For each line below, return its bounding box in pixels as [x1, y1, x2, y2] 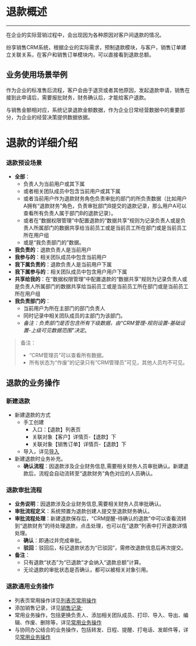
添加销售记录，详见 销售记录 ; [14, 604, 83, 611]
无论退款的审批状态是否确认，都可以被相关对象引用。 [23, 566, 152, 573]
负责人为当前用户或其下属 [23, 180, 85, 187]
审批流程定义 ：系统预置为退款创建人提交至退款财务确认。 [14, 508, 153, 515]
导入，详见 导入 [23, 447, 60, 454]
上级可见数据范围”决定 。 [31, 327, 90, 334]
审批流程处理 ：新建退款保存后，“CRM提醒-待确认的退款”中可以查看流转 [14, 515, 187, 522]
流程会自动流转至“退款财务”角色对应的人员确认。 [38, 470, 156, 477]
